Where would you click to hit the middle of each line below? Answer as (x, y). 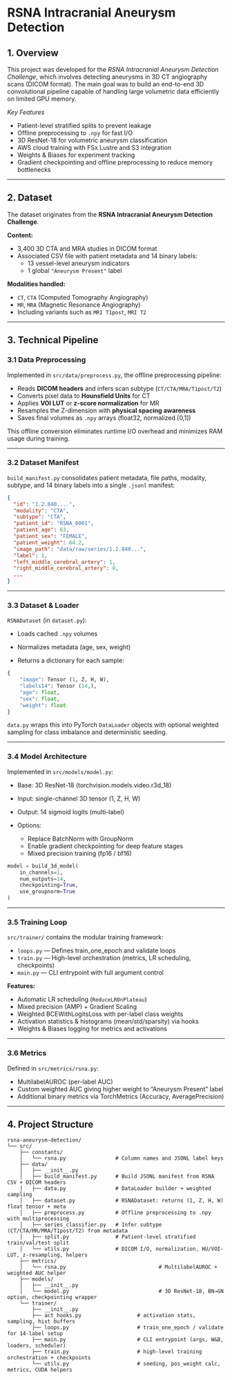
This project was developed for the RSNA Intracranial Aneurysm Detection (113, 69)
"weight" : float (43, 705)
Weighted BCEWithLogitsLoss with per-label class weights (100, 1014)
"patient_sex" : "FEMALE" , (51, 537)
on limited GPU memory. (42, 99)
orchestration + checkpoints (49, 1358)
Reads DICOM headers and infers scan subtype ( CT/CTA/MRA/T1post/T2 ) (119, 388)
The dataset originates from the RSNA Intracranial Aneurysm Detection (110, 214)
